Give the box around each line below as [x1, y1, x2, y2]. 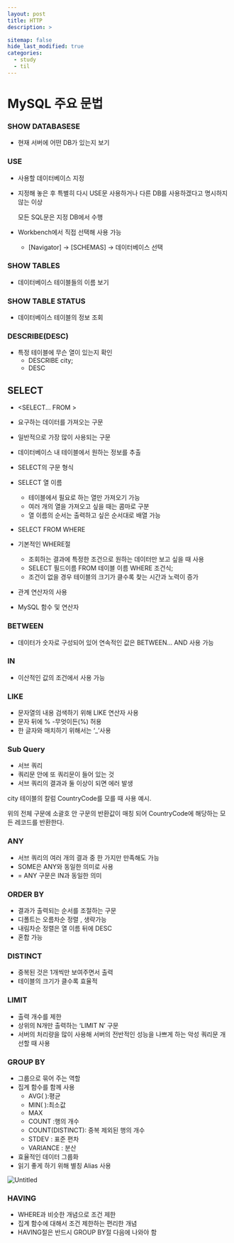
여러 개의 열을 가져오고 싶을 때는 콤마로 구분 [28, 502, 150, 511]
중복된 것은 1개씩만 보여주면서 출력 [17, 968, 113, 977]
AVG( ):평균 [28, 1091, 61, 1100]
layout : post [7, 10, 46, 18]
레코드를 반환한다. [14, 818, 65, 827]
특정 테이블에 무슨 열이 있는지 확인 [17, 349, 113, 357]
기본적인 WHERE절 [17, 540, 71, 549]
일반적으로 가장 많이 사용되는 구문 [17, 433, 111, 442]
